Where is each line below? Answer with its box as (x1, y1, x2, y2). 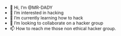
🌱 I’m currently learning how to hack (9, 15, 84, 20)
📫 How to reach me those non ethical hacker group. (9, 26, 117, 31)
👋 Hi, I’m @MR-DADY (9, 5, 53, 10)
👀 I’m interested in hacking (9, 10, 64, 16)
